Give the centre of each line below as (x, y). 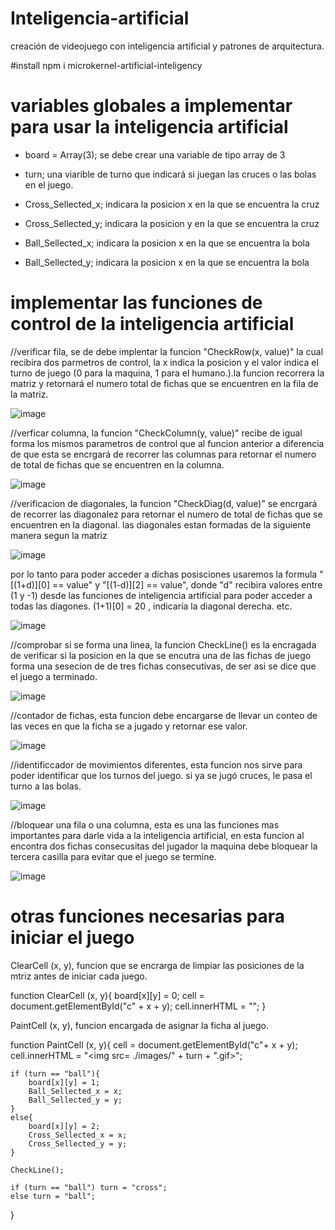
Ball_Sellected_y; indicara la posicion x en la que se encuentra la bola (167, 262)
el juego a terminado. (54, 676)
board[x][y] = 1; (64, 1082)
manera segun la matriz (59, 535)
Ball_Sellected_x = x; (75, 1091)
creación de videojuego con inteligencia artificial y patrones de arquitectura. (167, 46)
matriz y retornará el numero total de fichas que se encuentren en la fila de (164, 383)
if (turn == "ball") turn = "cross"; (89, 1187)
